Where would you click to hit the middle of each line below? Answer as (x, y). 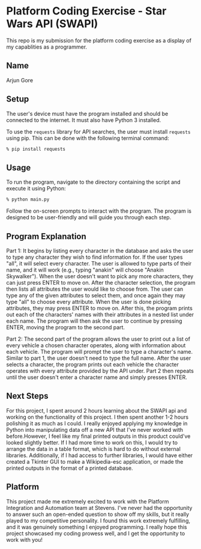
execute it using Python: (36, 189)
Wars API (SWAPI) (52, 24)
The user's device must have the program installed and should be (87, 114)
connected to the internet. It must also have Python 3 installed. (84, 120)
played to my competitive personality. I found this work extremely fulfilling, (98, 520)
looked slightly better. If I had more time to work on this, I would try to (92, 442)
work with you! (25, 539)
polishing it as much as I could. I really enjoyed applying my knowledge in (97, 423)
